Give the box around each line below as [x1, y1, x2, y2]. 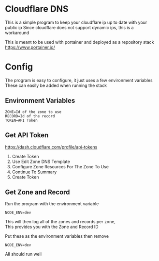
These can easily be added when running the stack [5, 82, 107, 88]
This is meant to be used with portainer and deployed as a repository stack [5, 39, 154, 45]
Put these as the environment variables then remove [5, 233, 109, 239]
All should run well [5, 251, 42, 257]
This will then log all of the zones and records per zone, [5, 219, 116, 225]
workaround [5, 30, 29, 35]
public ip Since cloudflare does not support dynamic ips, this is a [5, 24, 134, 30]
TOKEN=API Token [5, 118, 38, 123]
